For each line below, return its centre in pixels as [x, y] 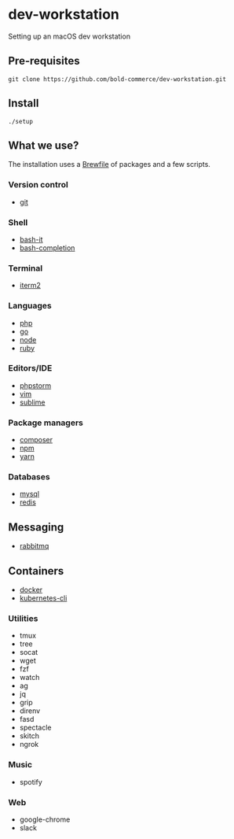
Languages [30, 306]
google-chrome [45, 819]
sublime [32, 402]
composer [36, 440]
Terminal [26, 268]
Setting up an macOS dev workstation [69, 36]
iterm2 [30, 286]
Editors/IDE [30, 368]
